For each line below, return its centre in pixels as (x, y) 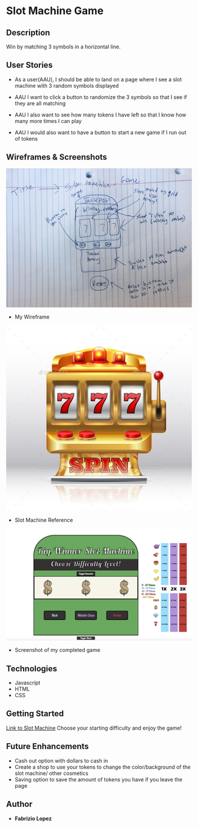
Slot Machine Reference (44, 520)
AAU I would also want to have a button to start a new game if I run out (100, 132)
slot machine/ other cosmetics (51, 773)
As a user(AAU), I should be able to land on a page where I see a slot (98, 79)
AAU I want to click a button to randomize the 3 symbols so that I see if (101, 97)
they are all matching (40, 103)
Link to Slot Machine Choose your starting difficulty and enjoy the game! (94, 728)
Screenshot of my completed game (57, 650)
